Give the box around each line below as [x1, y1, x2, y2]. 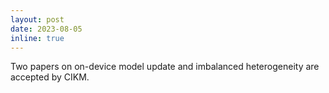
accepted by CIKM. [10, 71, 90, 83]
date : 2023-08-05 [10, 24, 83, 34]
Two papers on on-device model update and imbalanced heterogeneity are [10, 61, 320, 73]
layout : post [10, 14, 65, 25]
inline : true [10, 33, 65, 43]
